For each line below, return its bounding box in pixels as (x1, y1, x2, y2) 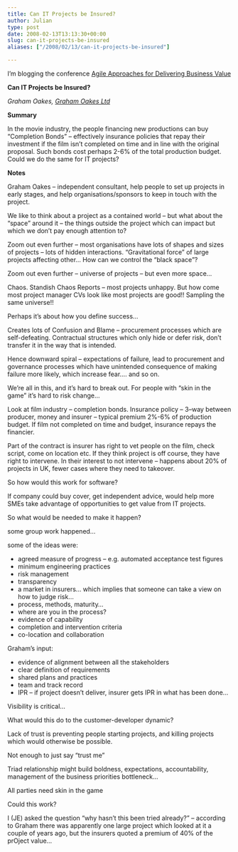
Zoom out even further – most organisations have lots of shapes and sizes (7, 240, 225, 249)
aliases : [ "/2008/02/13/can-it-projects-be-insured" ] (7, 43, 171, 51)
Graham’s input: (7, 644, 53, 653)
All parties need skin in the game (7, 786, 104, 794)
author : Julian (7, 17, 53, 24)
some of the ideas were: (7, 541, 78, 549)
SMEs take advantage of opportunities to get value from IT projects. (7, 499, 206, 508)
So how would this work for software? (7, 478, 119, 487)
